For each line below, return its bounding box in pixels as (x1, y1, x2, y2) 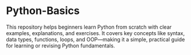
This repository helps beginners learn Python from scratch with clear (6, 23, 172, 30)
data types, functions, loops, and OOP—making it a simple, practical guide (6, 36, 185, 43)
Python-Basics (6, 4, 80, 18)
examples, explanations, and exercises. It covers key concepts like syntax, (6, 29, 185, 36)
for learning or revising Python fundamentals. (6, 42, 115, 49)
